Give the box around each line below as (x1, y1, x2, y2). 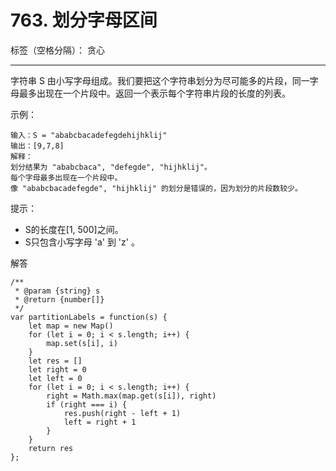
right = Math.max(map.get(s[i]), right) (46, 391, 217, 401)
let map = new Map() (28, 321, 114, 331)
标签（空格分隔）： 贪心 (10, 44, 105, 56)
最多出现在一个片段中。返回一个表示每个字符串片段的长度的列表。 (18, 87, 291, 99)
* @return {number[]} (14, 294, 105, 305)
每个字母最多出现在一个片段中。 (10, 172, 123, 183)
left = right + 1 (63, 417, 137, 427)
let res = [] (28, 356, 83, 366)
